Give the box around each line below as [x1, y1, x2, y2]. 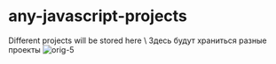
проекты [8, 44, 41, 54]
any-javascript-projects [8, 6, 188, 26]
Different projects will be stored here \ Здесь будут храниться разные [8, 35, 267, 46]
